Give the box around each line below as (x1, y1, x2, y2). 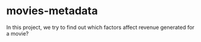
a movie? (6, 30, 29, 37)
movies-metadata (6, 4, 98, 18)
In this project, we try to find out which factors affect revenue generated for (6, 24, 195, 31)
